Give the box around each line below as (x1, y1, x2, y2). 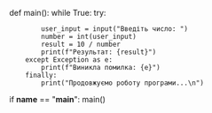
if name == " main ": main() (9, 94, 106, 104)
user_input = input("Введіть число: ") (41, 25, 189, 34)
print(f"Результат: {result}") (41, 48, 157, 56)
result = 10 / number (41, 40, 122, 49)
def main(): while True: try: (9, 8, 106, 18)
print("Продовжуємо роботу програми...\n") (41, 79, 204, 87)
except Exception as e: (25, 56, 114, 64)
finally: (25, 71, 58, 79)
